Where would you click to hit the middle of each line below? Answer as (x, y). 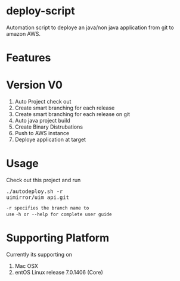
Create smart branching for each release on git (72, 114)
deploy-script (41, 11)
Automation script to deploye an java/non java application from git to (90, 27)
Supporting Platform (58, 238)
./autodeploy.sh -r (35, 191)
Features (29, 58)
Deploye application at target (50, 140)
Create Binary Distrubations (49, 127)
